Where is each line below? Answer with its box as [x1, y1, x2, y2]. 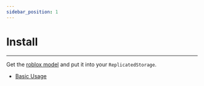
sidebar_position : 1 [6, 8, 59, 15]
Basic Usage [15, 72, 47, 79]
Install [6, 35, 38, 48]
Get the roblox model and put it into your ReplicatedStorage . [6, 61, 157, 68]
